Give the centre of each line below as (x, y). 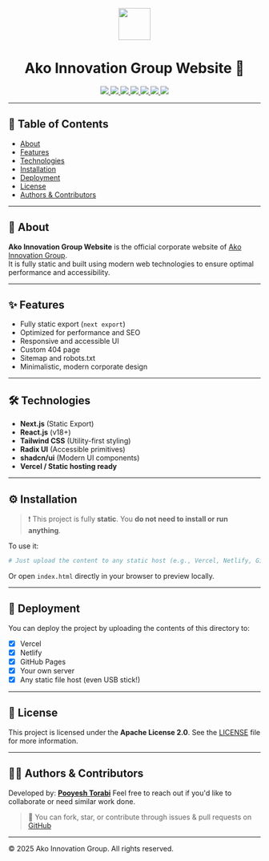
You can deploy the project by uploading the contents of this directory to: (129, 628)
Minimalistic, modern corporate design (84, 367)
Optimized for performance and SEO (80, 333)
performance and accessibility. (59, 272)
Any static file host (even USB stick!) (80, 679)
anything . (44, 530)
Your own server (47, 670)
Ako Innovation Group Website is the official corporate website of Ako (125, 247)
